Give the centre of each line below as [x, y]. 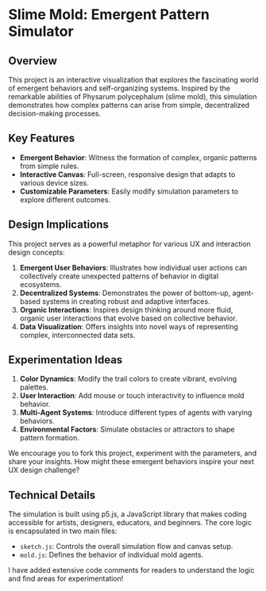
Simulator [41, 31]
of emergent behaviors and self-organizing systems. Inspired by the [119, 88]
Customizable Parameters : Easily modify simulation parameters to [129, 191]
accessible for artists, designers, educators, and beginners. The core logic [130, 523]
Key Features [42, 138]
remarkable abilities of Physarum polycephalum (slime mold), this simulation [133, 96]
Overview [33, 61]
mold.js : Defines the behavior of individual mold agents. [112, 555]
